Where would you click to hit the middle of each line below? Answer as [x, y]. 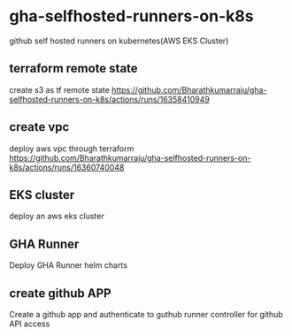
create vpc [39, 127]
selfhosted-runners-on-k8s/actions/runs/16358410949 [109, 99]
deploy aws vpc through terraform [72, 149]
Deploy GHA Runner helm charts [69, 265]
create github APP [61, 293]
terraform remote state [74, 69]
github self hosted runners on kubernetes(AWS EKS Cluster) [119, 41]
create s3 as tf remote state [60, 89]
